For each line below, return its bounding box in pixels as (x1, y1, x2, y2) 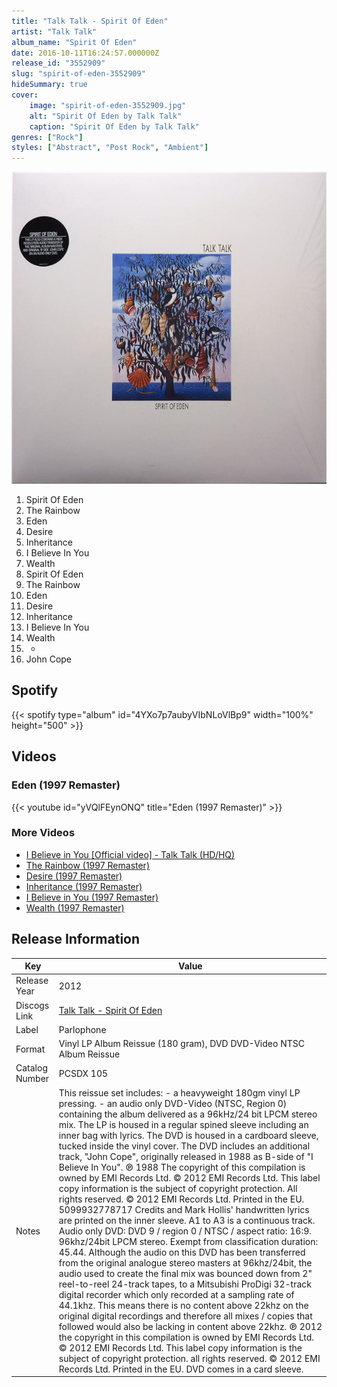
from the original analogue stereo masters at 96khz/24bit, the (58, 1256, 313, 1269)
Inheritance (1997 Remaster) (25, 880, 143, 892)
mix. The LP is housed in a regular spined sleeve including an (58, 1118, 309, 1130)
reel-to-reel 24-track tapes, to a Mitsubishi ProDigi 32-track (58, 1278, 312, 1290)
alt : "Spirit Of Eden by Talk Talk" (29, 111, 183, 121)
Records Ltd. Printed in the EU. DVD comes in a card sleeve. (58, 1363, 304, 1375)
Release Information (11, 931, 141, 948)
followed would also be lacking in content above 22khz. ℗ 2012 (58, 1320, 323, 1332)
